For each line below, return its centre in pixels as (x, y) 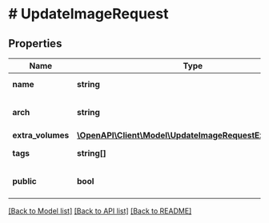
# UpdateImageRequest (88, 14)
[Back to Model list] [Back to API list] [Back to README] (100, 211)
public (25, 181)
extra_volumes (41, 135)
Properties (35, 44)
